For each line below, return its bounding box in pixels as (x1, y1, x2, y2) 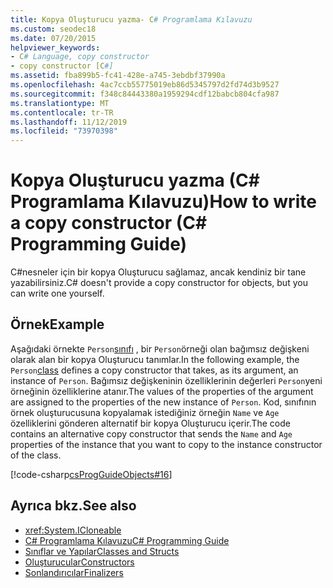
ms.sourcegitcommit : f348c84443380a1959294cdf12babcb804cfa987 (10, 89, 280, 99)
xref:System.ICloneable (24, 524, 122, 536)
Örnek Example (10, 316, 105, 333)
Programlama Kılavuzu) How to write (10, 191, 317, 213)
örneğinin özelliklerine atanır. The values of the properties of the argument (10, 385, 314, 397)
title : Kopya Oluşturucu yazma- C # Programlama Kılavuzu (10, 14, 253, 25)
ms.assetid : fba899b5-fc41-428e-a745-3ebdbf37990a (10, 71, 226, 81)
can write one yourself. (10, 287, 105, 300)
